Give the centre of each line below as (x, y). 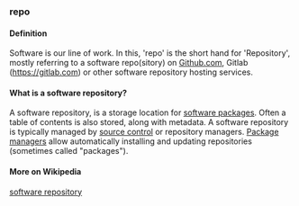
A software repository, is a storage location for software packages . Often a (148, 112)
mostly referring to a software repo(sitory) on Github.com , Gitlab (129, 63)
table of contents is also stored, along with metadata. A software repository (149, 122)
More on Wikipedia (45, 171)
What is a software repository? (68, 93)
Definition (28, 33)
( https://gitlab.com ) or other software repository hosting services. (131, 72)
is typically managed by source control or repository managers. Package (144, 132)
